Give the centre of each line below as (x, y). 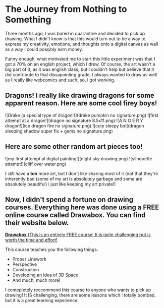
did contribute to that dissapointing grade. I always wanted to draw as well (81, 74)
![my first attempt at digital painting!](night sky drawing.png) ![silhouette (79, 158)
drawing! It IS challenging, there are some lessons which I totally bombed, (81, 295)
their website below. (37, 222)
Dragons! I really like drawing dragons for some (80, 95)
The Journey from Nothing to (66, 9)
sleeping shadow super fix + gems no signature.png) (59, 131)
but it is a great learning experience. (42, 301)
